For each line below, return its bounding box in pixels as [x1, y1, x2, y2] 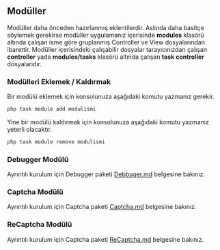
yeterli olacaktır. [7, 125, 53, 133]
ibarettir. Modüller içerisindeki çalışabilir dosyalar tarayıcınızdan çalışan [7, 45, 207, 53]
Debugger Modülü [7, 154, 69, 164]
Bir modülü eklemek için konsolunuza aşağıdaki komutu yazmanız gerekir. [7, 92, 215, 101]
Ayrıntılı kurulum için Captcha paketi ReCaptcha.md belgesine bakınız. [7, 235, 204, 243]
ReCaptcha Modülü [7, 220, 72, 230]
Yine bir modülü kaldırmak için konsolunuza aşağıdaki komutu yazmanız [7, 117, 210, 126]
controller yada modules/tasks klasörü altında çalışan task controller [7, 53, 204, 61]
